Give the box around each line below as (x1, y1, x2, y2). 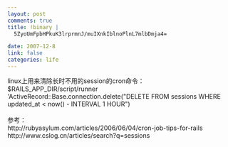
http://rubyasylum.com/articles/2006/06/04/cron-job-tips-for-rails (7, 124, 203, 132)
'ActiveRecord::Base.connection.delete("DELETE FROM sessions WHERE (7, 92, 221, 100)
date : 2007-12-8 (7, 43, 56, 50)
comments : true (7, 17, 53, 24)
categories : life (7, 56, 59, 64)
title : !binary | (7, 23, 59, 31)
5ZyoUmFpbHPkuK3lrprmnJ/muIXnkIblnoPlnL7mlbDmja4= (14, 30, 167, 38)
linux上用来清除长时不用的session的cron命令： (7, 76, 145, 85)
